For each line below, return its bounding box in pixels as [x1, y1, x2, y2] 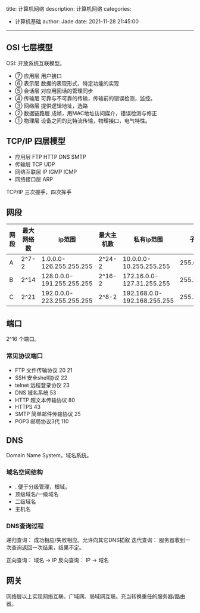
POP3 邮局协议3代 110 [14, 417, 69, 425]
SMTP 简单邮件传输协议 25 [14, 410, 82, 417]
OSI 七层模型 [6, 42, 53, 53]
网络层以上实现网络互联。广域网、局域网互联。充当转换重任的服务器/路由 [6, 593, 186, 600]
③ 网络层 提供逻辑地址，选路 [14, 102, 88, 109]
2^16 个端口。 [6, 335, 40, 343]
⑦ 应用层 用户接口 [14, 72, 62, 79]
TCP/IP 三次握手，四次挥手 [6, 188, 72, 195]
